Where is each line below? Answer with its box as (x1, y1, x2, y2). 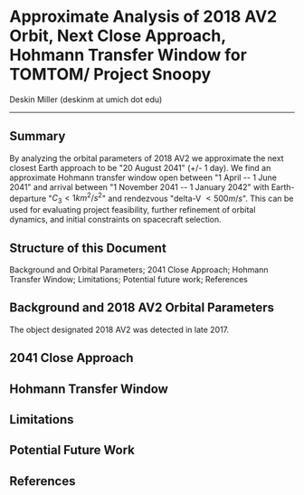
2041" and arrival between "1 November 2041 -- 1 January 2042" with (9, 181, 270, 192)
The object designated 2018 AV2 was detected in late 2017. (9, 324, 230, 335)
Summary (9, 129, 66, 144)
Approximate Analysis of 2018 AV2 (9, 6, 278, 27)
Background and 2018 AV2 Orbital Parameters (9, 300, 274, 316)
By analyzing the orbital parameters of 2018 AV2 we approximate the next (9, 152, 284, 164)
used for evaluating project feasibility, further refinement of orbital (9, 205, 256, 215)
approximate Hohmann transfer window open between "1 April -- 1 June (9, 172, 278, 183)
